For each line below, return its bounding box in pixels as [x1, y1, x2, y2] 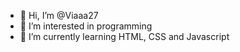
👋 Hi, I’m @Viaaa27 [19, 10, 99, 21]
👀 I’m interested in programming [19, 20, 153, 32]
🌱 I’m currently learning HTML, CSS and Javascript [19, 31, 230, 42]
